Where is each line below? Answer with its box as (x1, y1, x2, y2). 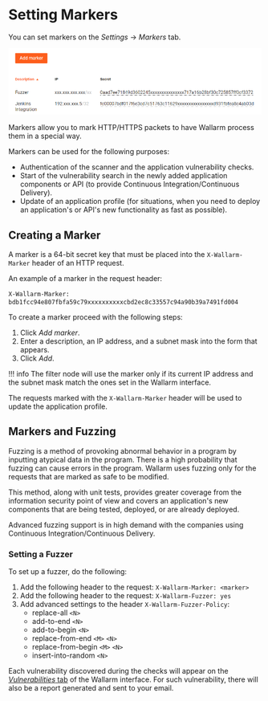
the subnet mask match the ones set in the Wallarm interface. (8, 377, 211, 387)
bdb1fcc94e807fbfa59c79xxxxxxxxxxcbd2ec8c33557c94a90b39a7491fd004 (8, 298, 239, 306)
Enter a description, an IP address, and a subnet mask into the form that (19, 336, 258, 346)
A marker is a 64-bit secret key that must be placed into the (8, 249, 205, 259)
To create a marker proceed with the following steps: (8, 312, 183, 322)
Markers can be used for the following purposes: (8, 147, 170, 157)
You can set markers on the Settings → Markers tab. (8, 32, 181, 42)
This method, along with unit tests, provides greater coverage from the (8, 487, 242, 497)
